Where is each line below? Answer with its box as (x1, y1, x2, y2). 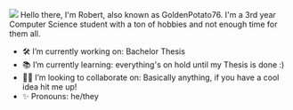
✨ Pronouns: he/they (21, 91, 100, 101)
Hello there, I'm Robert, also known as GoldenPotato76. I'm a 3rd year (20, 10, 276, 20)
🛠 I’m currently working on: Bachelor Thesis (21, 46, 185, 57)
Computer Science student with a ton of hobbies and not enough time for (9, 19, 278, 29)
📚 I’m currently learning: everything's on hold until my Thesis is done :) (21, 59, 285, 70)
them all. (9, 28, 41, 39)
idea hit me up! (21, 82, 77, 92)
